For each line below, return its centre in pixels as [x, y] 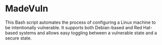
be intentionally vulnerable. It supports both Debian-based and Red [74, 27]
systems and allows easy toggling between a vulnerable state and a [88, 33]
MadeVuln [27, 9]
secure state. [19, 38]
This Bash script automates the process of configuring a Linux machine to [81, 22]
